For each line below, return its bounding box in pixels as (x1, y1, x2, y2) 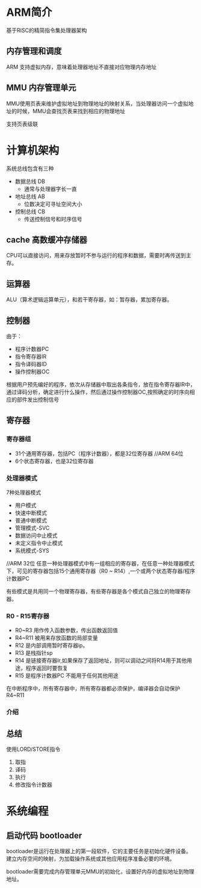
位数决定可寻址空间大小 (23, 200, 82, 207)
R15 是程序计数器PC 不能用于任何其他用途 (14, 672, 119, 680)
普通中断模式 (14, 516, 47, 524)
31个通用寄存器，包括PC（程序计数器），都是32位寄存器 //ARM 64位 (14, 449, 184, 457)
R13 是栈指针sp (14, 649, 53, 657)
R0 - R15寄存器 (6, 611, 50, 620)
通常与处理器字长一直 (23, 185, 77, 192)
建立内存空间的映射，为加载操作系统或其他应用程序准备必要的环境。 (6, 855, 175, 862)
